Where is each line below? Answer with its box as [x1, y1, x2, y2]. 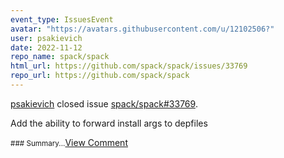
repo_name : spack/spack [10, 52, 110, 62]
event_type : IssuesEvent [10, 14, 114, 25]
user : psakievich [10, 33, 83, 43]
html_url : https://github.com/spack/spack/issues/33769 [10, 61, 248, 71]
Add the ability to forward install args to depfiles [10, 117, 208, 129]
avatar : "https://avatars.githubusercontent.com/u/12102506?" [10, 24, 275, 34]
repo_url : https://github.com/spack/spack [10, 71, 190, 81]
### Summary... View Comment [10, 136, 128, 148]
